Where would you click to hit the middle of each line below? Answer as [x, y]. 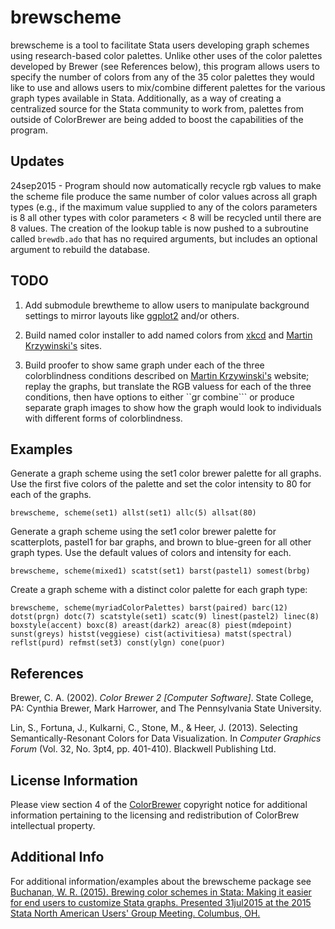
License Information [74, 780]
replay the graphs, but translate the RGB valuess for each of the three [168, 386]
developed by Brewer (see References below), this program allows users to [165, 66]
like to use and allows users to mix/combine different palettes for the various [168, 87]
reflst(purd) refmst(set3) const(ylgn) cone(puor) [118, 643]
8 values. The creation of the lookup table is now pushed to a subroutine [159, 228]
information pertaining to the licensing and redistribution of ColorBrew [155, 815]
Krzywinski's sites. [63, 345]
